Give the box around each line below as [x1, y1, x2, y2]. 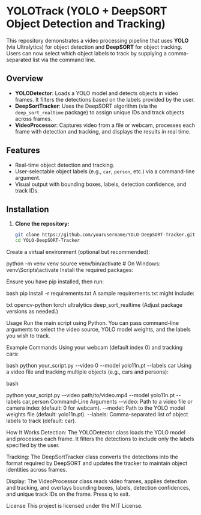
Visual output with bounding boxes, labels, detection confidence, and [14, 180, 187, 188]
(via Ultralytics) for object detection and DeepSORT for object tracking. [6, 43, 182, 51]
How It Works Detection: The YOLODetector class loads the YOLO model [6, 429, 186, 436]
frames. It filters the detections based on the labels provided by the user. [14, 96, 195, 103]
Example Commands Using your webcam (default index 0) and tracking [6, 344, 183, 351]
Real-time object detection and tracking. [14, 161, 115, 168]
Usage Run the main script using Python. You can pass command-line [6, 319, 179, 327]
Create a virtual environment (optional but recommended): [6, 248, 151, 256]
